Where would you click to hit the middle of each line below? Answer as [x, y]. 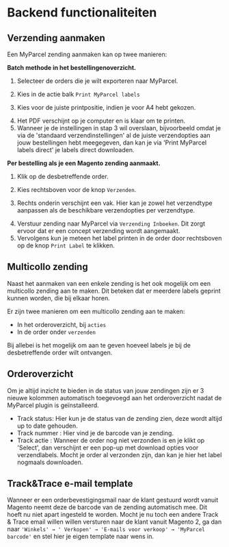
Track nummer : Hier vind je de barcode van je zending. [95, 433]
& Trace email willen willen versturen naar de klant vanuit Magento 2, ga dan [114, 522]
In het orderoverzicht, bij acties [62, 324]
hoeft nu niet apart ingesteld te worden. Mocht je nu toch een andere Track [113, 515]
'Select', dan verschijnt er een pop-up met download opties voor [108, 448]
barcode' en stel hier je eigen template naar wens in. [81, 537]
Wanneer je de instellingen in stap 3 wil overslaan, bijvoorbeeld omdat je [119, 128]
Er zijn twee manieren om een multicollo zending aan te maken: [96, 311]
